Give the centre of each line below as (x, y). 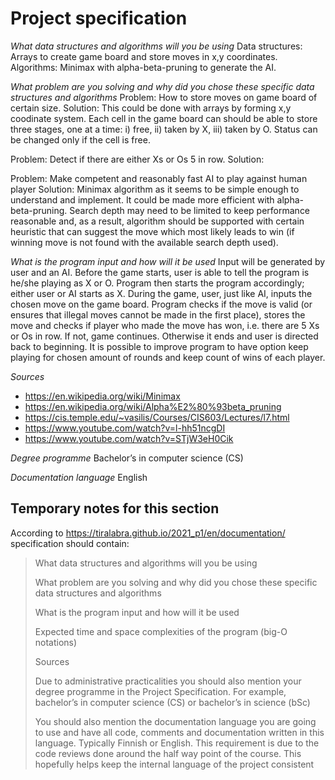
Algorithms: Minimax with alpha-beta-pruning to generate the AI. (143, 67)
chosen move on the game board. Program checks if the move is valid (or (161, 304)
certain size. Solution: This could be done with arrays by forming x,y (151, 108)
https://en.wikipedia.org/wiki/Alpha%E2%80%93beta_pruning (153, 406)
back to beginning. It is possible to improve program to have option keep (159, 346)
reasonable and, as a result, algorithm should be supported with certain (157, 221)
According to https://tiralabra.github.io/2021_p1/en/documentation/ (148, 533)
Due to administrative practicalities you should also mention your (168, 681)
